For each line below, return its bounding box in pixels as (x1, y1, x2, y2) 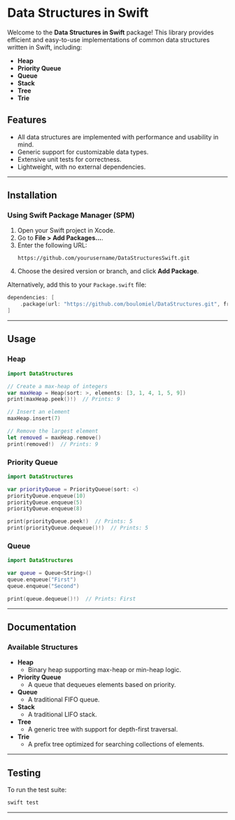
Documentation (7, 622, 77, 634)
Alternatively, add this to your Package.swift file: (7, 280, 147, 289)
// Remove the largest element (7, 428, 99, 435)
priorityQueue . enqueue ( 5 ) (7, 499, 83, 506)
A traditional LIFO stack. (27, 710, 97, 719)
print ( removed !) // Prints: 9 (7, 440, 99, 448)
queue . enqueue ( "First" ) (7, 576, 77, 583)
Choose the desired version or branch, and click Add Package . (17, 267, 199, 275)
